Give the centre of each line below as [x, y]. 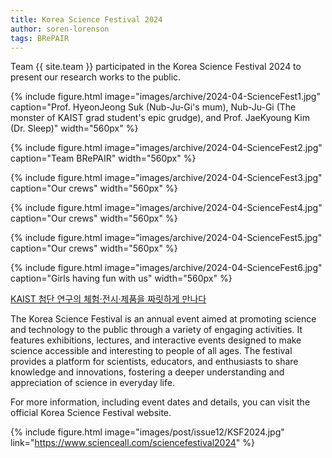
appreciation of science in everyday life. [92, 383]
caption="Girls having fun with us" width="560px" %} [121, 278]
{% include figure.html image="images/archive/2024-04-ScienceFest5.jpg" [166, 238]
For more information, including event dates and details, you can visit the [160, 402]
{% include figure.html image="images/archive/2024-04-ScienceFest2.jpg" [166, 148]
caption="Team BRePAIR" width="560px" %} [103, 158]
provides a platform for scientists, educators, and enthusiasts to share [154, 362]
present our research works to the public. [96, 77]
